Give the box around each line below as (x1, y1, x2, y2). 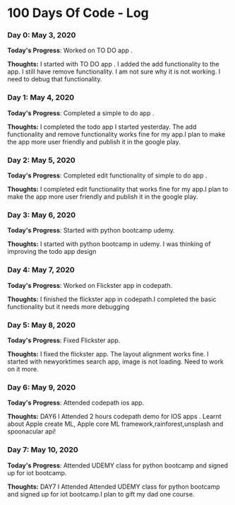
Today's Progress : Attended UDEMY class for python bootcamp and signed (7, 461, 228, 470)
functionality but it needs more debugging (7, 302, 130, 310)
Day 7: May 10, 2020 (7, 445, 79, 455)
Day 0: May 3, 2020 (7, 30, 76, 40)
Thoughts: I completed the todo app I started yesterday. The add (7, 122, 197, 131)
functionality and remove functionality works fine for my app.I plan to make (7, 129, 226, 139)
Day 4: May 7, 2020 (7, 265, 76, 275)
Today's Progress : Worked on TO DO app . (7, 46, 133, 54)
